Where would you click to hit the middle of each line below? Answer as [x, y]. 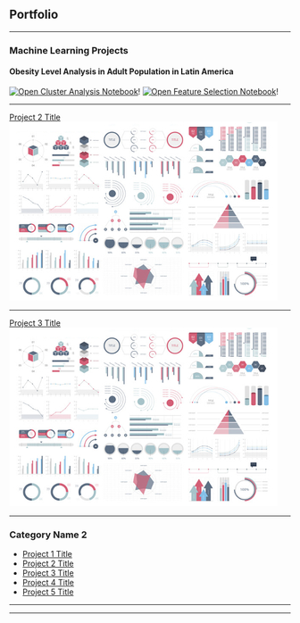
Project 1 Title [47, 554]
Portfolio [34, 15]
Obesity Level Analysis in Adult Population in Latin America [121, 71]
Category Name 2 [48, 535]
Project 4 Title [48, 583]
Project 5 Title [48, 592]
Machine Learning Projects [69, 50]
